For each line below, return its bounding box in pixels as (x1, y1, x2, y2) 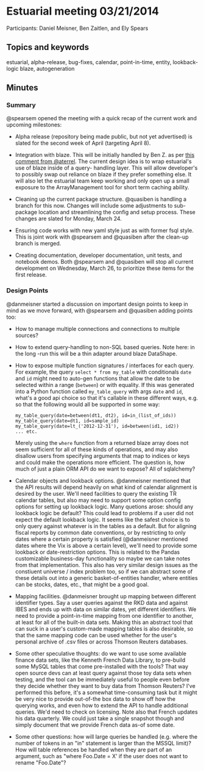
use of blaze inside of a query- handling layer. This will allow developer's (15, 164, 198, 172)
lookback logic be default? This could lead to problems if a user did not (15, 509, 194, 516)
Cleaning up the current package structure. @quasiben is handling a (15, 195, 187, 203)
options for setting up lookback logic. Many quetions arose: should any (15, 502, 194, 510)
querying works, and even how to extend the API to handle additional (15, 701, 189, 709)
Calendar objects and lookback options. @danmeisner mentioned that (15, 477, 191, 484)
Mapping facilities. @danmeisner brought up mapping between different (15, 592, 196, 599)
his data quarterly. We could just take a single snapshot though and (15, 714, 185, 722)
